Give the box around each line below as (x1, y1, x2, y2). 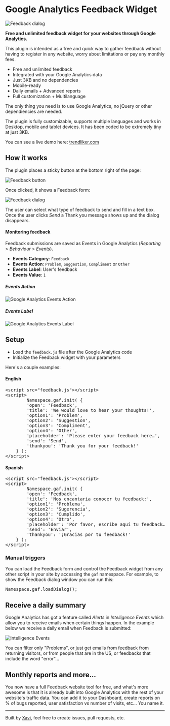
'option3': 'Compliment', (26, 422, 91, 428)
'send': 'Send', (26, 438, 67, 443)
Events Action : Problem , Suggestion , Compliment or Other (12, 261, 130, 267)
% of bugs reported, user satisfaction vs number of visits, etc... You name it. (5, 700, 164, 706)
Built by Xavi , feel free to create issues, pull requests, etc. (5, 715, 125, 721)
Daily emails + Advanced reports (12, 87, 81, 94)
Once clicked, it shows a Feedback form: (5, 187, 90, 193)
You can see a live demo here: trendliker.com (5, 139, 100, 145)
